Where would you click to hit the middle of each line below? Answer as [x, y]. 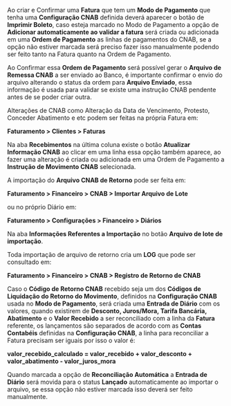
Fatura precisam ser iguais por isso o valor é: [71, 340]
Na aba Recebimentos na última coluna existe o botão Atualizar [99, 144]
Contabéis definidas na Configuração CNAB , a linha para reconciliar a [108, 333]
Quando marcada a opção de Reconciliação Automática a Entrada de [107, 374]
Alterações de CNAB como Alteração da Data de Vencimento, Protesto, [109, 111]
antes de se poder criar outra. [49, 97]
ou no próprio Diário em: [42, 207]
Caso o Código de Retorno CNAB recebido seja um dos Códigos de [104, 289]
